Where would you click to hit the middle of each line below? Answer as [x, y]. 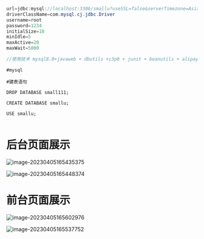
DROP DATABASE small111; [38, 92]
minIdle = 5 [19, 37]
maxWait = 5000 [23, 49]
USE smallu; [21, 113]
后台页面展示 [39, 145]
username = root [24, 20]
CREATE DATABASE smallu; [38, 103]
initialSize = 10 [25, 31]
